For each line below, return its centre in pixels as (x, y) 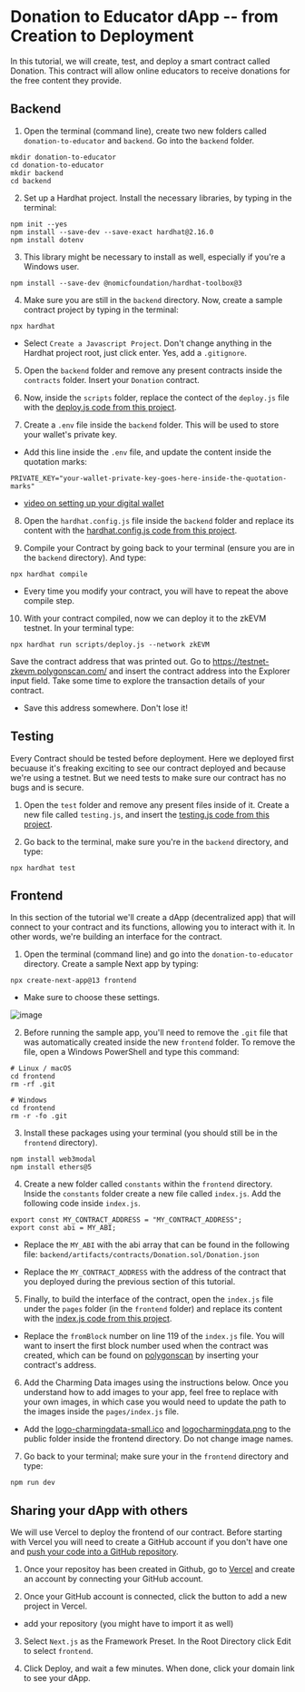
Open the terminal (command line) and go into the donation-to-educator (158, 954)
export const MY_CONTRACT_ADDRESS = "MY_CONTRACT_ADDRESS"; (127, 1220)
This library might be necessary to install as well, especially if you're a (154, 257)
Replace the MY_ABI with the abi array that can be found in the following (156, 1244)
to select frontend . (58, 1651)
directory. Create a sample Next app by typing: (111, 964)
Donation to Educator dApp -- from (145, 17)
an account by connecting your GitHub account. (113, 1579)
